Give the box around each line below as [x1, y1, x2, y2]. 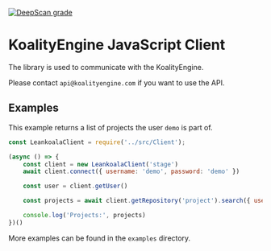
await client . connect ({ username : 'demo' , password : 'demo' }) [23, 167, 240, 176]
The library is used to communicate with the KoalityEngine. [8, 62, 204, 72]
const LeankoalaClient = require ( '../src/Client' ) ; [8, 138, 186, 146]
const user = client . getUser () [23, 182, 128, 191]
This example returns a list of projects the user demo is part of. [8, 122, 213, 132]
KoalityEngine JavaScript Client [8, 36, 226, 54]
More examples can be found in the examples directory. [8, 233, 191, 243]
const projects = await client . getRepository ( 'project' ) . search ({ [23, 197, 251, 205]
